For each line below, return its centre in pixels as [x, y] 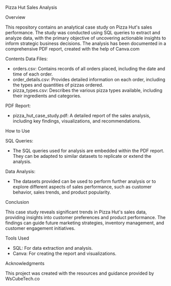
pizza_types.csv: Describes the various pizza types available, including [87, 90]
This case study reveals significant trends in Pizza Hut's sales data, [76, 212]
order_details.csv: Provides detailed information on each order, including [89, 79]
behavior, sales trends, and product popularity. [62, 192]
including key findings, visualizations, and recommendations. [77, 121]
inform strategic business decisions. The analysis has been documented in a [86, 43]
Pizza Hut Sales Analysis [31, 7]
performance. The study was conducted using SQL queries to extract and [83, 32]
